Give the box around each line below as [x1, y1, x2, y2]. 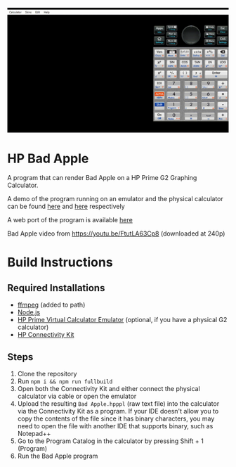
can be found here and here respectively [7, 202, 125, 211]
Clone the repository [17, 370, 77, 378]
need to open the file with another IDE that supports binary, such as [17, 422, 214, 430]
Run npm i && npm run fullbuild [17, 377, 113, 385]
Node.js [17, 308, 41, 316]
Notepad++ [17, 430, 51, 438]
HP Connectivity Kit [17, 331, 74, 339]
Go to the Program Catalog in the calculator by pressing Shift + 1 [17, 437, 204, 445]
